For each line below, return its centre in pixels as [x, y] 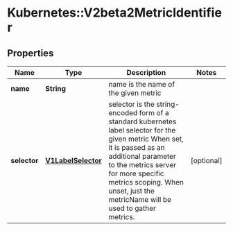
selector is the [131, 104]
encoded [123, 113]
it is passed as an [137, 147]
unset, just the [131, 191]
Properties [31, 53]
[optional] [206, 161]
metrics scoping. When [146, 182]
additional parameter [143, 156]
